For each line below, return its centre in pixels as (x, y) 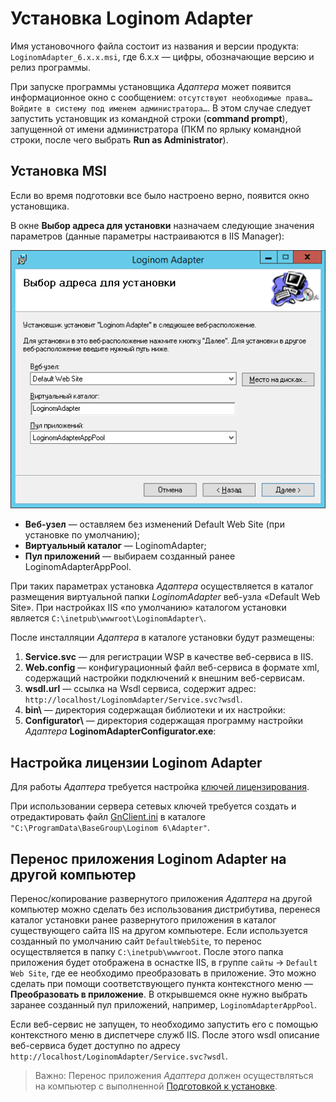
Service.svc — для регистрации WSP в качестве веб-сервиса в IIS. (169, 657)
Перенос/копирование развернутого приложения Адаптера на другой (161, 898)
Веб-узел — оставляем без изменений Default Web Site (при (154, 524)
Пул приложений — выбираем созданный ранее (130, 556)
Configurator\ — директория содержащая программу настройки (164, 721)
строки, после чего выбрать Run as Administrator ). (119, 139)
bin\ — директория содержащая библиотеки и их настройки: (155, 710)
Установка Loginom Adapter (131, 18)
